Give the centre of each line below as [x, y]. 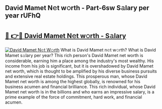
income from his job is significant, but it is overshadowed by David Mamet [79, 66]
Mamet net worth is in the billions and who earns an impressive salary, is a [80, 92]
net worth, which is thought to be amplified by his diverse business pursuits [81, 71]
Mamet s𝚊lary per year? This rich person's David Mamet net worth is [74, 55]
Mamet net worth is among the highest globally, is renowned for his [73, 82]
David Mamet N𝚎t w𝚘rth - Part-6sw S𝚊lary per [77, 8]
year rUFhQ [23, 16]
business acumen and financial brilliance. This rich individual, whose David [80, 87]
